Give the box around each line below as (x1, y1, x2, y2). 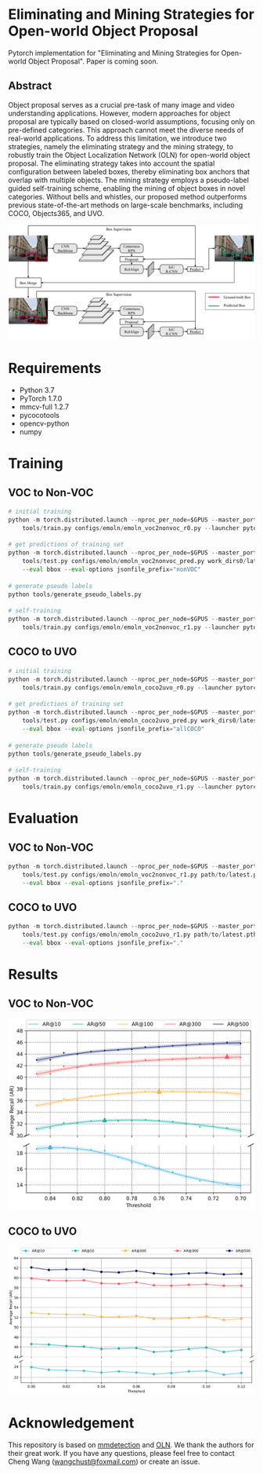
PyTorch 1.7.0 (19, 393, 63, 403)
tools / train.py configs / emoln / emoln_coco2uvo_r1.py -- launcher (22, 783, 233, 791)
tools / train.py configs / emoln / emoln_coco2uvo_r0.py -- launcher (22, 683, 233, 692)
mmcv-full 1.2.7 (19, 402, 70, 411)
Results (8, 966, 59, 983)
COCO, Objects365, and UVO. (8, 208, 104, 218)
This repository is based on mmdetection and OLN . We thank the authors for (8, 1440, 254, 1450)
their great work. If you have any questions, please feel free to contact (8, 1449, 235, 1458)
